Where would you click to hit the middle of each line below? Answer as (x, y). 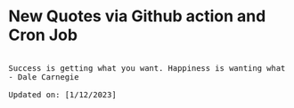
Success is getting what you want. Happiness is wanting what (147, 68)
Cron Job (43, 35)
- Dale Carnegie (44, 77)
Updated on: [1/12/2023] (62, 94)
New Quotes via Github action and (137, 16)
